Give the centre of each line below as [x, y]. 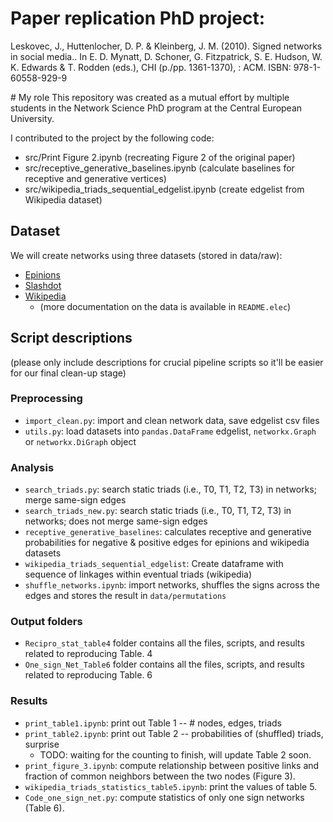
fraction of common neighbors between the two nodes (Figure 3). [160, 776]
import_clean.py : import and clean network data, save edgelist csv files [172, 420]
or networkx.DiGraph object [80, 441]
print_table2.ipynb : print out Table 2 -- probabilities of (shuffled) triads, [174, 733]
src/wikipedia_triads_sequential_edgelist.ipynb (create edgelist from [164, 189]
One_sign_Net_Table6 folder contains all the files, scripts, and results [164, 664]
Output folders [46, 622]
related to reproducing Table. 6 [88, 675]
